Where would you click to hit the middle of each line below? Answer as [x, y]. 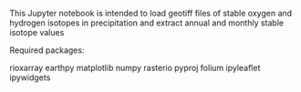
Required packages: [47, 50]
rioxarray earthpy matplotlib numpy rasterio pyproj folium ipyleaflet [135, 68]
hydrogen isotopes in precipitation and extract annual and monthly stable [147, 23]
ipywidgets [30, 77]
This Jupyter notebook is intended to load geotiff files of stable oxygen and [151, 13]
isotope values [37, 32]
